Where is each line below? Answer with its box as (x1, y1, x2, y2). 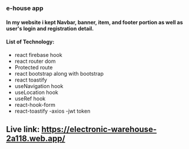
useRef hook (14, 95, 46, 102)
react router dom (14, 57, 56, 65)
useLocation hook (14, 89, 59, 96)
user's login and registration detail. (6, 25, 94, 32)
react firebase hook (14, 51, 63, 58)
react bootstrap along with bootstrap (14, 70, 104, 77)
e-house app (6, 4, 44, 12)
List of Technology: (6, 38, 55, 45)
